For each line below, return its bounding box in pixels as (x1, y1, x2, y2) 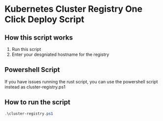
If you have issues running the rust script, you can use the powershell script (4, 78, 158, 84)
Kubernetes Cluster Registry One (4, 3, 143, 15)
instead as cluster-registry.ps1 (4, 84, 66, 90)
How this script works (4, 33, 73, 42)
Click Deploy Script (4, 14, 84, 25)
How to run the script (4, 98, 71, 106)
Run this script (11, 47, 41, 52)
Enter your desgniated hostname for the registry (11, 51, 109, 57)
